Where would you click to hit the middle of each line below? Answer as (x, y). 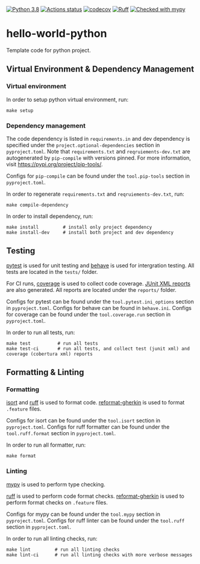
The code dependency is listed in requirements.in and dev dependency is (98, 138)
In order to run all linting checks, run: (52, 538)
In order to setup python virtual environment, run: (67, 99)
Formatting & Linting (45, 372)
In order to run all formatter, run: (46, 445)
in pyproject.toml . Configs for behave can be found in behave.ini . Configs (99, 308)
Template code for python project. (49, 50)
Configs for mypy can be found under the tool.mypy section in (83, 514)
